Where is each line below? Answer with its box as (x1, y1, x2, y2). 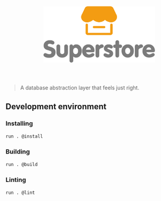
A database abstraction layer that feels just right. (20, 84, 140, 91)
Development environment (5, 101, 107, 111)
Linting (5, 176, 26, 184)
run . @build (5, 162, 38, 168)
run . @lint (5, 190, 35, 196)
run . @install (5, 133, 43, 139)
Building (5, 147, 30, 155)
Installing (5, 119, 33, 127)
